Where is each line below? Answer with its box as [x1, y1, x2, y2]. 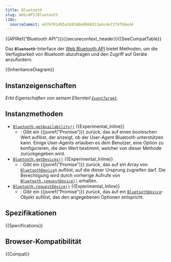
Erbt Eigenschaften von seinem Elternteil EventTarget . [5, 95, 118, 101]
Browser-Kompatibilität [5, 237, 82, 246]
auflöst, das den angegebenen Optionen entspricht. [35, 194, 144, 200]
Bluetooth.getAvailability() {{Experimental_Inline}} [12, 123, 125, 129]
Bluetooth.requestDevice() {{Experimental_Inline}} [12, 183, 120, 189]
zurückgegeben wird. [20, 150, 65, 157]
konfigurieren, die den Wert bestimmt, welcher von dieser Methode [20, 145, 162, 151]
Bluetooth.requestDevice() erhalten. [20, 178, 98, 184]
